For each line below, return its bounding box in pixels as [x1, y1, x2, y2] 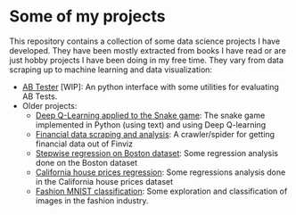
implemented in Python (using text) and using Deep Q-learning [35, 119, 267, 130]
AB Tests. [21, 91, 58, 102]
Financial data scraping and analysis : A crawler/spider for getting [35, 128, 275, 139]
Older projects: [21, 100, 78, 111]
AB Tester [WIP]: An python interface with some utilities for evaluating [21, 81, 279, 92]
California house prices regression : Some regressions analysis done [35, 167, 286, 178]
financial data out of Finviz [35, 138, 134, 149]
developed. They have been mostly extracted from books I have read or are [9, 45, 287, 55]
